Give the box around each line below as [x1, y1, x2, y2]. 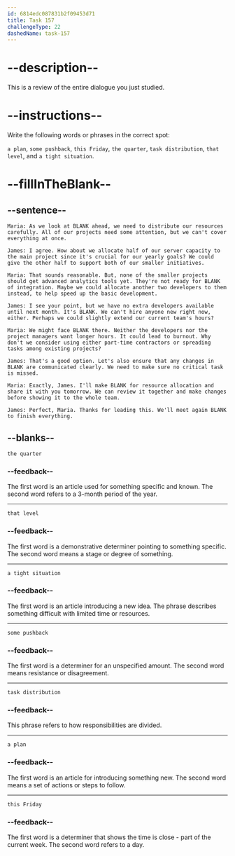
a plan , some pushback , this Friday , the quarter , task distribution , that [7, 144, 219, 153]
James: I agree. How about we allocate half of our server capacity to [7, 247, 220, 254]
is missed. [7, 370, 39, 377]
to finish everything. [7, 413, 73, 420]
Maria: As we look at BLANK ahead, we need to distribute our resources [7, 223, 224, 230]
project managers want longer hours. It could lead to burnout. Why [7, 333, 211, 340]
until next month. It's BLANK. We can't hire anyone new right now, [7, 309, 211, 316]
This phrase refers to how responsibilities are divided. [7, 721, 162, 729]
